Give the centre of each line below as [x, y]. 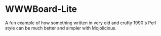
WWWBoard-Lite [41, 9]
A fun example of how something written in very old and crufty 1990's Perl [81, 23]
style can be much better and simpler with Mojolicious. [61, 28]
